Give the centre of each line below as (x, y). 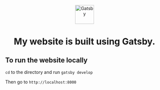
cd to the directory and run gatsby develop (49, 72)
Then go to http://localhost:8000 (41, 82)
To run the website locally (47, 60)
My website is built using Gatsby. (85, 41)
